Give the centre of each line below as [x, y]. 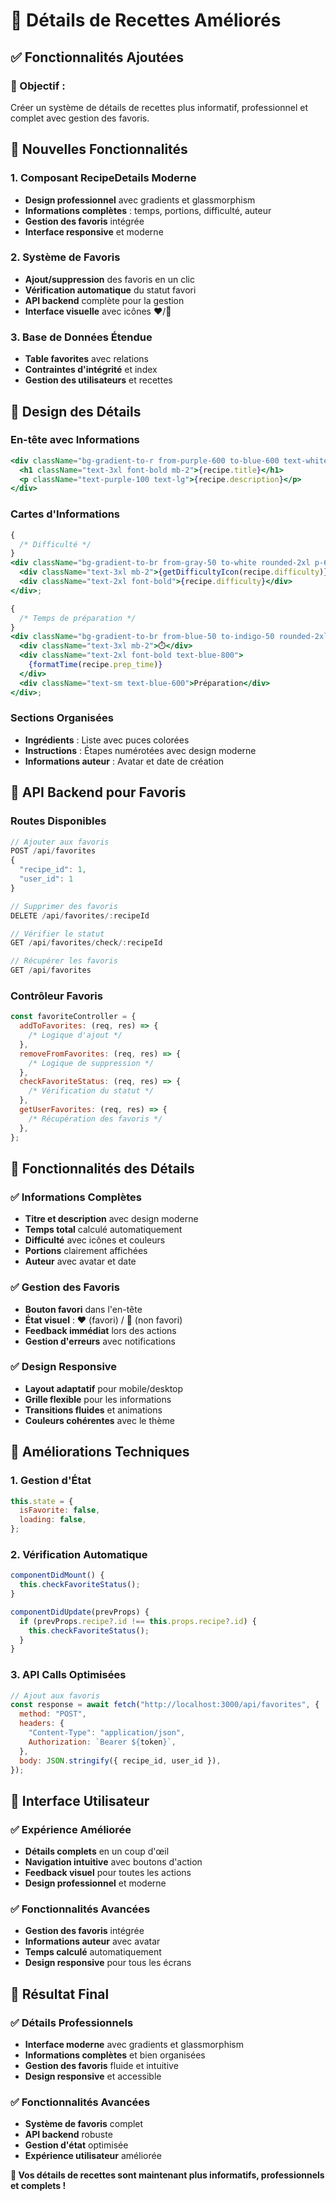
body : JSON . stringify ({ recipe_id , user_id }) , [120, 1760]
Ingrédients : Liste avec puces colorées [107, 740]
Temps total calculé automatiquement [103, 1230]
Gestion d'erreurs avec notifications [100, 1341]
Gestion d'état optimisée [76, 2145]
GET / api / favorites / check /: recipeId [86, 943]
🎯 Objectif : [38, 86]
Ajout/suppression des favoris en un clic [109, 279]
